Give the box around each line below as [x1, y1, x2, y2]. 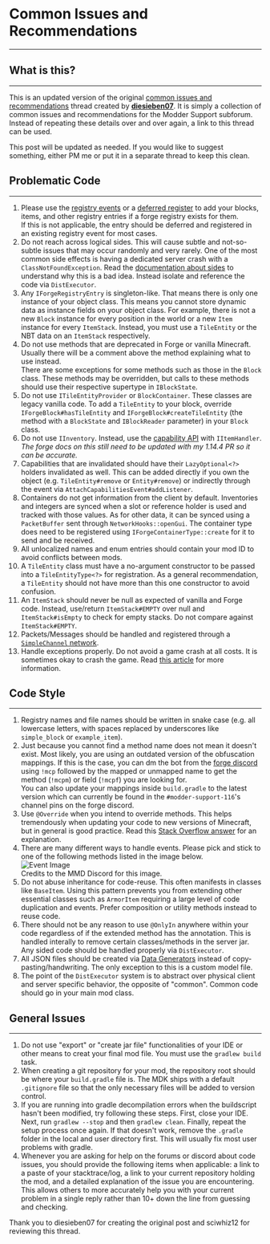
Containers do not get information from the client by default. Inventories [20, 493, 259, 502]
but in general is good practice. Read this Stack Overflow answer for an [20, 826, 257, 835]
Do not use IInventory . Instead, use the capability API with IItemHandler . [20, 433, 262, 442]
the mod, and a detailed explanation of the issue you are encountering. [20, 1177, 255, 1186]
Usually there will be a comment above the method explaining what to [20, 348, 251, 357]
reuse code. [20, 912, 61, 921]
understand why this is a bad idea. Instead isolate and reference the [20, 270, 245, 281]
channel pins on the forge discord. [20, 800, 135, 811]
